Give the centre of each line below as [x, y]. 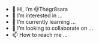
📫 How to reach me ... [40, 35]
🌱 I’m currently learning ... [44, 22]
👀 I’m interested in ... [37, 15]
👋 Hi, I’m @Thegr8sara [40, 9]
